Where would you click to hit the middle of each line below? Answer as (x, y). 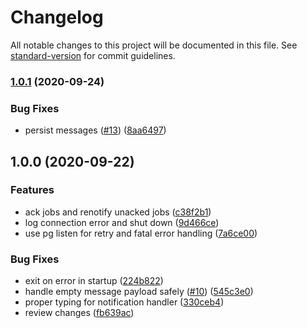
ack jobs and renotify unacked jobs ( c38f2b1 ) (118, 212)
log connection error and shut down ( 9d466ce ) (122, 222)
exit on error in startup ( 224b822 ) (94, 281)
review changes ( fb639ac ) (79, 313)
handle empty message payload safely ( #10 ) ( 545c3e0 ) (139, 292)
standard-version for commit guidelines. (93, 55)
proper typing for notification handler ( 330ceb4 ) (124, 302)
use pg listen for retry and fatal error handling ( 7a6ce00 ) (141, 233)
